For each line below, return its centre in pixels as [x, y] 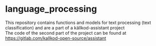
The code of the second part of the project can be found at [66, 33]
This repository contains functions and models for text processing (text [78, 23]
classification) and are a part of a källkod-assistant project [65, 27]
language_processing [51, 9]
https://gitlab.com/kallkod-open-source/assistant [56, 38]
